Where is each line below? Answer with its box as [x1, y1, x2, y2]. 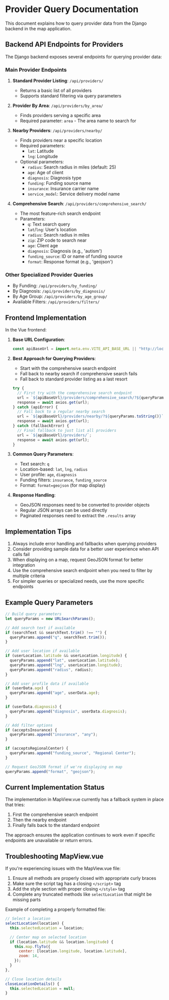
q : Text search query [27, 221, 70, 228]
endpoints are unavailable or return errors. [5, 838, 93, 844]
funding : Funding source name [27, 180, 92, 186]
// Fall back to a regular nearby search [17, 409, 106, 414]
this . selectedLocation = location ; [10, 925, 84, 930]
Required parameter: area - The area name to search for [20, 118, 137, 124]
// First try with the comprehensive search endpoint [17, 390, 132, 396]
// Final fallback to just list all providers [17, 428, 117, 433]
